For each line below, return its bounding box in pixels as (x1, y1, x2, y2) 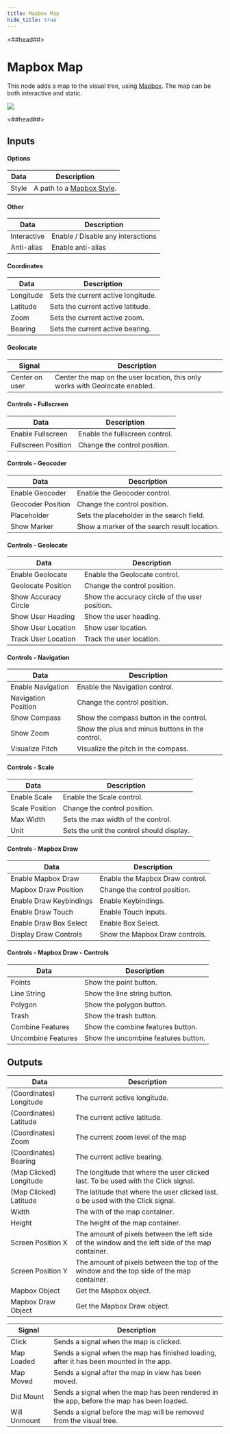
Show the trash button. (84, 1011, 157, 1021)
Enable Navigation (10, 682, 69, 692)
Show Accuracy (10, 592, 62, 602)
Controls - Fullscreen (7, 400, 68, 408)
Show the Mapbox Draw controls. (99, 929, 207, 939)
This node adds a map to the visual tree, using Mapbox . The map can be (7, 82, 212, 90)
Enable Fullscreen (10, 429, 68, 438)
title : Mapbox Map (7, 10, 60, 17)
